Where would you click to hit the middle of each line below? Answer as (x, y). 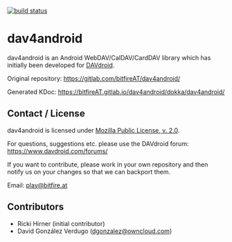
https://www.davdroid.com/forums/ (57, 151)
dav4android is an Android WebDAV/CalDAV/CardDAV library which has (109, 57)
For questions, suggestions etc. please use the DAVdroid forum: (98, 143)
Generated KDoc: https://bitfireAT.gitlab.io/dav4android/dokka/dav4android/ (116, 92)
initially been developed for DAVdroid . (61, 65)
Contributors (36, 207)
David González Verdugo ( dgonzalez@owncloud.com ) (95, 231)
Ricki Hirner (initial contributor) (61, 223)
